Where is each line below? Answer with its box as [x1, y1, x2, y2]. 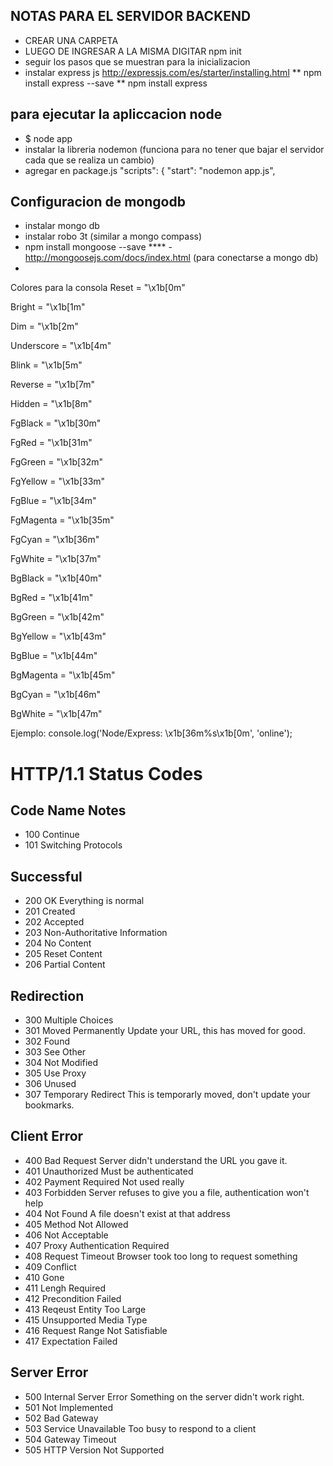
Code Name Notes [10, 802, 127, 819]
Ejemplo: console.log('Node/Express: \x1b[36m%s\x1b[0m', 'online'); [10, 727, 293, 739]
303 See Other [24, 1046, 87, 1058]
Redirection [10, 987, 85, 1004]
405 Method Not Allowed [24, 1218, 129, 1230]
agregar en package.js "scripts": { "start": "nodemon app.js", [24, 164, 276, 176]
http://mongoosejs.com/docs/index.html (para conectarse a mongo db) [24, 252, 319, 264]
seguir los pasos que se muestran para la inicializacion [24, 55, 251, 68]
